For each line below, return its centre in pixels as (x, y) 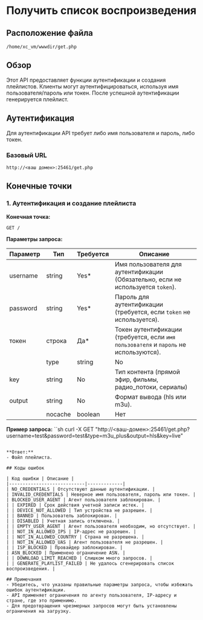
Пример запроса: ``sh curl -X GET (50, 429)
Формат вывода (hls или (150, 396)
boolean (88, 414)
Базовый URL (27, 155)
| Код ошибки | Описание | (40, 478)
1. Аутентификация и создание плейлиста (71, 204)
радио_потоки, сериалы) (151, 387)
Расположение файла (50, 33)
